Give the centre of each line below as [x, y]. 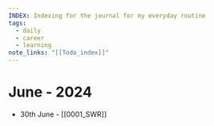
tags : [17, 23]
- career [30, 38]
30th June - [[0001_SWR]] [63, 114]
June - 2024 [50, 92]
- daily [28, 30]
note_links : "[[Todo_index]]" [59, 53]
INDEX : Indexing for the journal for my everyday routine [107, 16]
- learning [34, 45]
